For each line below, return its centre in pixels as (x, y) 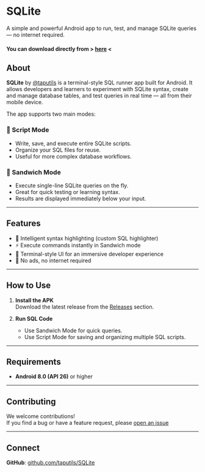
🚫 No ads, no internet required (53, 260)
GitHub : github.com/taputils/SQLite (51, 463)
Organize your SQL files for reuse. (58, 150)
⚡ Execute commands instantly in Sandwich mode (78, 245)
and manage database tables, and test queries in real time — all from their (99, 96)
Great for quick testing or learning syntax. (67, 192)
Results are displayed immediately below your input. (81, 198)
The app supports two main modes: (51, 114)
